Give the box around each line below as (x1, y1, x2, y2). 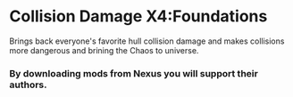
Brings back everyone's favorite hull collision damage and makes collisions (9, 36, 285, 46)
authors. (9, 78, 47, 91)
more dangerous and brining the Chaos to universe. (9, 44, 199, 55)
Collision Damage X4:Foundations (9, 6, 268, 27)
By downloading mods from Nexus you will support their (9, 67, 259, 79)
